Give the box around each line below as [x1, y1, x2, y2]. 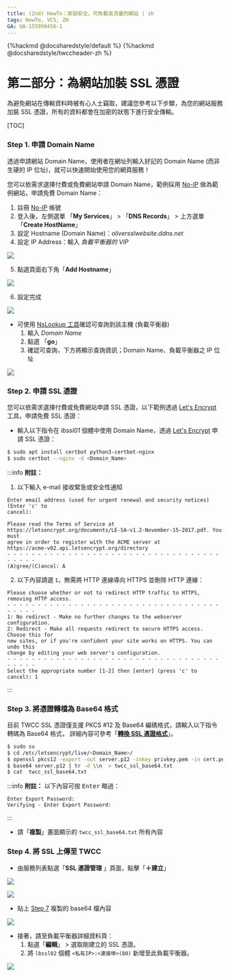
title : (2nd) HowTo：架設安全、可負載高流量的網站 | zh [7, 10, 155, 17]
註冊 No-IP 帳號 [16, 203, 62, 212]
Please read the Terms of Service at [7, 520, 115, 528]
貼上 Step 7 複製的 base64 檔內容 [16, 904, 112, 912]
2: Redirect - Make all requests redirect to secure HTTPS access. [7, 625, 204, 632]
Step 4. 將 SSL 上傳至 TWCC [7, 846, 101, 856]
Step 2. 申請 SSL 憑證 [7, 386, 77, 396]
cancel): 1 [7, 673, 38, 680]
